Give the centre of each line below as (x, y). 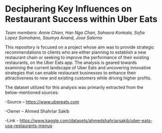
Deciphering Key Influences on (68, 9)
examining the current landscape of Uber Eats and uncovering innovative (78, 67)
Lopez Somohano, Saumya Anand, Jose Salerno (54, 38)
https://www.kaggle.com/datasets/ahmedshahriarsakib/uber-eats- (86, 120)
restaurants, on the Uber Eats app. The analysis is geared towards (71, 62)
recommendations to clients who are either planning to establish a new (76, 52)
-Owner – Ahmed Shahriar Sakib (37, 111)
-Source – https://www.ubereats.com (42, 102)
